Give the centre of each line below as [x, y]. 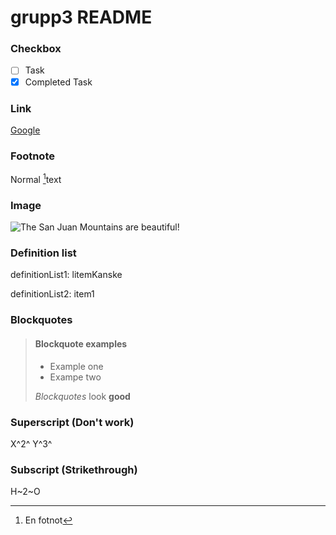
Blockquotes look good [82, 396]
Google [25, 130]
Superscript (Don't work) [72, 422]
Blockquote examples [81, 343]
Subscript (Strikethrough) [74, 469]
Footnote [32, 156]
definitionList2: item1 [52, 294]
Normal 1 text [36, 178]
